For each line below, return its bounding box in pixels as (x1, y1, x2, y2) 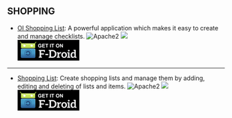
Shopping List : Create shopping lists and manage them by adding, (17, 74, 205, 82)
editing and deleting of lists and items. (17, 82, 126, 90)
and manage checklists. (17, 32, 85, 40)
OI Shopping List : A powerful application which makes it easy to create (17, 23, 219, 32)
